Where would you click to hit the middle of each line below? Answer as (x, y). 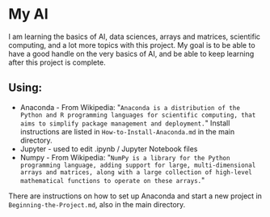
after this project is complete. (57, 62)
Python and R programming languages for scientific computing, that (138, 115)
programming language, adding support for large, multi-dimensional (138, 165)
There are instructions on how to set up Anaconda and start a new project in (135, 196)
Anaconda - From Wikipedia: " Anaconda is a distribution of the (130, 107)
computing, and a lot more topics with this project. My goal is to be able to (132, 45)
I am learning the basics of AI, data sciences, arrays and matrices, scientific (135, 36)
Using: (25, 88)
